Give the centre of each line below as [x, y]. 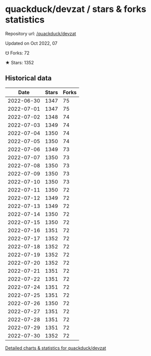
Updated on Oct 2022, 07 [31, 43]
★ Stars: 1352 [19, 62]
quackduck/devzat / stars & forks [76, 9]
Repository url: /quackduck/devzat [41, 33]
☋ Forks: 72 [17, 53]
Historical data [28, 78]
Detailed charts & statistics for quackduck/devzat [56, 348]
